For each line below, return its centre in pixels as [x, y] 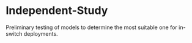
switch [14, 33]
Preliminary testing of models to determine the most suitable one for [92, 27]
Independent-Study [57, 11]
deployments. [41, 33]
